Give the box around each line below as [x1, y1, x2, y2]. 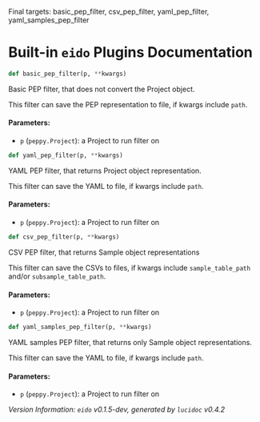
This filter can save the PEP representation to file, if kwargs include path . [8, 99, 248, 109]
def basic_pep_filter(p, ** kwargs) [8, 70, 127, 78]
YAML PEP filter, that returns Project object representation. [8, 166, 202, 175]
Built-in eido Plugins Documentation [8, 43, 254, 62]
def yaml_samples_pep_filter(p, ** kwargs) [8, 324, 152, 332]
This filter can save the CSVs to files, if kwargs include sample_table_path [8, 263, 250, 272]
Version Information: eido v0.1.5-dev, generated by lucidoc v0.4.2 [8, 404, 226, 415]
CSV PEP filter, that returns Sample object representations [8, 247, 200, 257]
